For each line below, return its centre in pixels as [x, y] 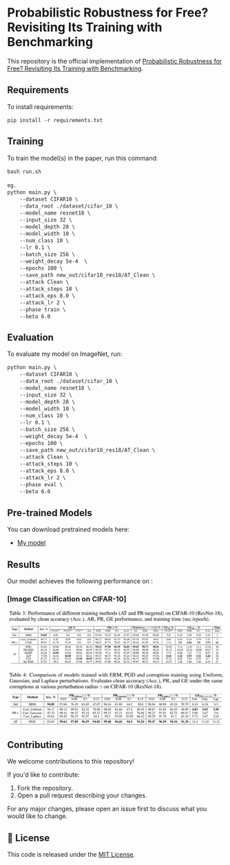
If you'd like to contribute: [44, 775]
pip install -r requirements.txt [55, 120]
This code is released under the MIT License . [71, 855]
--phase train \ [43, 309]
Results [24, 565]
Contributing [35, 745]
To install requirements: [40, 107]
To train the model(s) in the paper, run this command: [83, 158]
